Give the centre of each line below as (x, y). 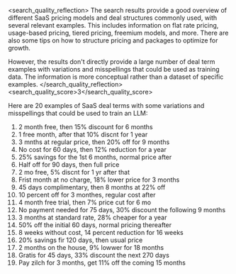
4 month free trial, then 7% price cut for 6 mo (85, 202)
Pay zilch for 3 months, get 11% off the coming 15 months (102, 263)
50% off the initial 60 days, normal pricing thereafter (95, 225)
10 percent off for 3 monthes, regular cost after (87, 195)
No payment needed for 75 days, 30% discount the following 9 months (122, 210)
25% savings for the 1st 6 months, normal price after (95, 157)
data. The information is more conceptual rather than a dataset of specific (116, 77)
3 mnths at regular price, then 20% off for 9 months (94, 142)
